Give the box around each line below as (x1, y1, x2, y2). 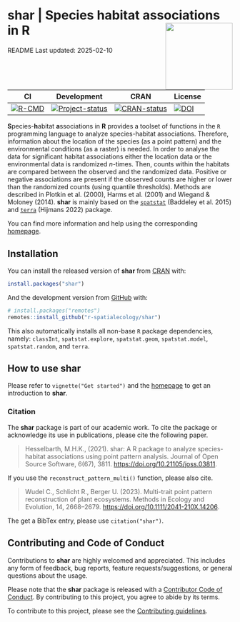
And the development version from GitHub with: (7, 293, 148, 301)
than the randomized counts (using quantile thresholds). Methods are (7, 183, 211, 191)
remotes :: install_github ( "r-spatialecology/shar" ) (7, 313, 161, 321)
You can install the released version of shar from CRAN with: (7, 266, 186, 275)
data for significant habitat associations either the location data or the (7, 152, 212, 161)
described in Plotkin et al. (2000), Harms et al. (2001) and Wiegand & (7, 190, 211, 199)
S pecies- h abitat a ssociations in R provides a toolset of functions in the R (7, 122, 221, 131)
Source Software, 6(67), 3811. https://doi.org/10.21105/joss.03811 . (24, 459, 218, 468)
